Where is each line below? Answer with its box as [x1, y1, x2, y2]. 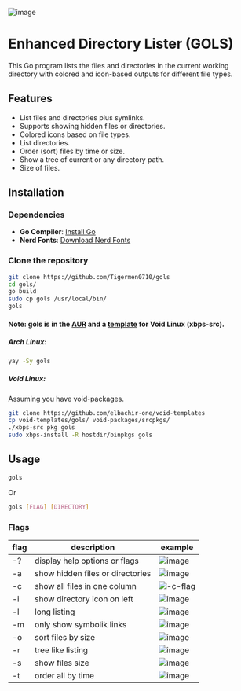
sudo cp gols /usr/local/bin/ [8, 295, 108, 303]
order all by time [35, 670, 95, 681]
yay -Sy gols [8, 357, 51, 365]
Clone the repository [8, 255, 89, 266]
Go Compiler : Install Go [19, 227, 96, 237]
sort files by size [35, 631, 96, 642]
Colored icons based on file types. [19, 130, 131, 139]
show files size [35, 657, 89, 668]
